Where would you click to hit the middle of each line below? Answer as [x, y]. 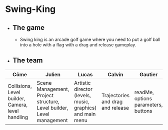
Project [45, 95]
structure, [48, 102]
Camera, [18, 105]
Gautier [148, 74]
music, [82, 102]
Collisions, [20, 86]
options [143, 98]
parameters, [148, 105]
